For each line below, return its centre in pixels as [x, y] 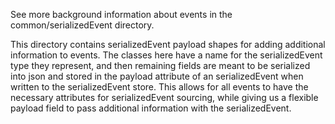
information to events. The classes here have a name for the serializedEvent [166, 55]
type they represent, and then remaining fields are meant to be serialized [160, 65]
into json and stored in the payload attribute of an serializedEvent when [157, 76]
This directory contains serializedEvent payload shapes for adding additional [168, 44]
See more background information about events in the [121, 14]
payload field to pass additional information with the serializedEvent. [151, 108]
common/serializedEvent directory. [82, 25]
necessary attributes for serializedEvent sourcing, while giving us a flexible [164, 97]
